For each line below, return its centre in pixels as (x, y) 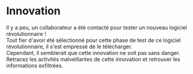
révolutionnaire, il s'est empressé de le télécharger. (69, 47)
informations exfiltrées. (35, 65)
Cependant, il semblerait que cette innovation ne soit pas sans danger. (93, 53)
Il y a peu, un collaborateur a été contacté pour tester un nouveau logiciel (96, 27)
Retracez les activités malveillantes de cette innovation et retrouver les (94, 59)
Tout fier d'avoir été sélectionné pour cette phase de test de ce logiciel (94, 40)
